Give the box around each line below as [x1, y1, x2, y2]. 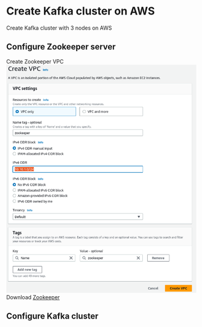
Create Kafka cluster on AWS [6, 4, 155, 18]
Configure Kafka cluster [6, 311, 99, 322]
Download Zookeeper [6, 293, 60, 300]
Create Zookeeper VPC [6, 57, 65, 65]
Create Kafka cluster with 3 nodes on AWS [6, 24, 112, 31]
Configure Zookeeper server [6, 42, 116, 52]
